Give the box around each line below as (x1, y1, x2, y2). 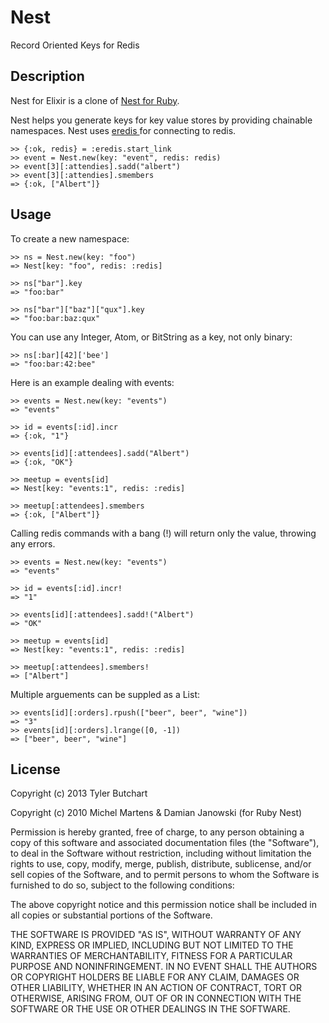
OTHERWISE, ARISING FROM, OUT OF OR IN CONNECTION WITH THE (10, 992, 302, 1005)
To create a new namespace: (10, 232, 130, 245)
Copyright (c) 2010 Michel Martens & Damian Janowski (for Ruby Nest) (10, 807, 303, 819)
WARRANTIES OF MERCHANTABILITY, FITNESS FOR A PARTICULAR (10, 950, 293, 962)
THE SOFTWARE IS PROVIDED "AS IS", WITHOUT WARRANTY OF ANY (10, 929, 302, 941)
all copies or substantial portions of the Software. (10, 909, 213, 921)
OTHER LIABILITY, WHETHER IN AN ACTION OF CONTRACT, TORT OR (10, 982, 302, 994)
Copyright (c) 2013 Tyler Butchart (10, 787, 148, 800)
